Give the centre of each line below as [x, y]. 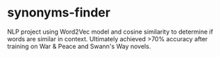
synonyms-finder [59, 13]
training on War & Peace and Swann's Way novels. [79, 46]
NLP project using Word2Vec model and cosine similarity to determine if [110, 32]
